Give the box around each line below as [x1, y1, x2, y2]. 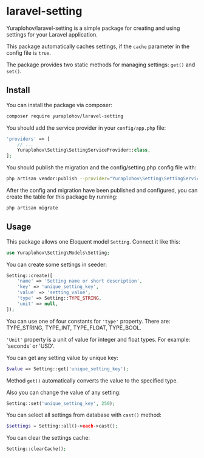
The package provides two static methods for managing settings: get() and [6, 61, 195, 68]
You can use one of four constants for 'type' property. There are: [6, 317, 171, 325]
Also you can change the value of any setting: [6, 389, 121, 396]
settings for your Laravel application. [6, 30, 98, 38]
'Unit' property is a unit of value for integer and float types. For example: [6, 336, 191, 343]
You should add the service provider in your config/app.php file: [6, 124, 166, 132]
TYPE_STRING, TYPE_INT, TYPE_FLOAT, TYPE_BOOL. [6, 324, 141, 331]
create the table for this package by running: [6, 193, 118, 200]
